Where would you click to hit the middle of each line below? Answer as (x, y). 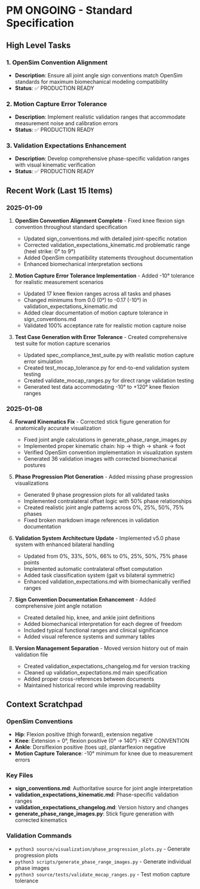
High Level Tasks (39, 45)
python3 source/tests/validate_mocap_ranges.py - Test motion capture (102, 874)
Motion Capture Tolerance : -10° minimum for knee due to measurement (104, 754)
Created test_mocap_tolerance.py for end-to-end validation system (107, 368)
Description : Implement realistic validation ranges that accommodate (100, 117)
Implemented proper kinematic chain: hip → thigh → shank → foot (104, 446)
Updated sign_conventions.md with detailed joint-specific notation (105, 239)
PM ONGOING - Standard (69, 10)
